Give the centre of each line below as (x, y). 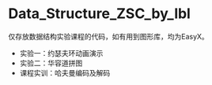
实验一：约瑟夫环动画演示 (61, 53)
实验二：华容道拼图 (51, 63)
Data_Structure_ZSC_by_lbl (100, 14)
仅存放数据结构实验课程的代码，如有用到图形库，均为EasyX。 (109, 36)
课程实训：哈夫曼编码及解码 (65, 72)
